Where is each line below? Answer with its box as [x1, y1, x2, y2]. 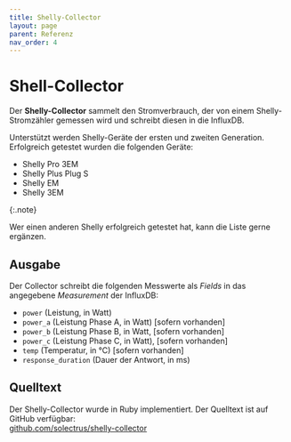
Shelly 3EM [21, 188, 64, 198]
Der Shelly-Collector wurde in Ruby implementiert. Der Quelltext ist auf [9, 404, 269, 414]
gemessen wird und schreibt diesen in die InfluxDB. [55, 115, 245, 125]
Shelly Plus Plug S [21, 168, 89, 179]
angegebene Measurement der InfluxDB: [9, 290, 158, 301]
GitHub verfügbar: [9, 413, 76, 423]
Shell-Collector [9, 76, 125, 96]
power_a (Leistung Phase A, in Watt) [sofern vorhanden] [21, 317, 225, 327]
